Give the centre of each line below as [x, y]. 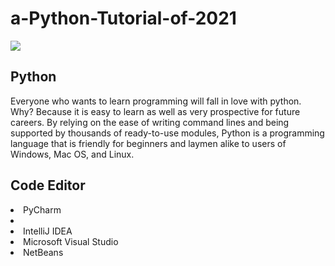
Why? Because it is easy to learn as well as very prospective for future [155, 111]
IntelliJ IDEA [48, 231]
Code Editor [48, 185]
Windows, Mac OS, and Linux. [72, 154]
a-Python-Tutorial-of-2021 [123, 18]
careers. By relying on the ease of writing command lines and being [150, 122]
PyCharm [42, 209]
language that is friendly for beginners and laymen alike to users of [148, 143]
